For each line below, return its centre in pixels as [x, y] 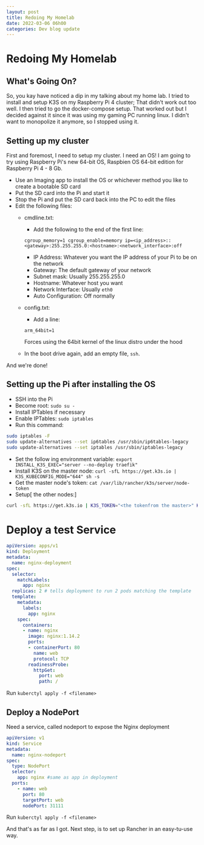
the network [48, 264]
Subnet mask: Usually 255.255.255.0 [79, 276]
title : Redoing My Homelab [40, 18]
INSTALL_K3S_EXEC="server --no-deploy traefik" [76, 465]
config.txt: [37, 308]
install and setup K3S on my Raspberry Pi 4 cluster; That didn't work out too [101, 102]
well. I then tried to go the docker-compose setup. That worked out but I [97, 109]
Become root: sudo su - [45, 405]
